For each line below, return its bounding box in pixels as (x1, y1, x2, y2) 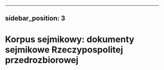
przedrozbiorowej (5, 54, 79, 66)
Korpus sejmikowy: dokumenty (5, 34, 135, 45)
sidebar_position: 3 (5, 14, 65, 22)
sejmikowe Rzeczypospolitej (5, 44, 123, 55)
